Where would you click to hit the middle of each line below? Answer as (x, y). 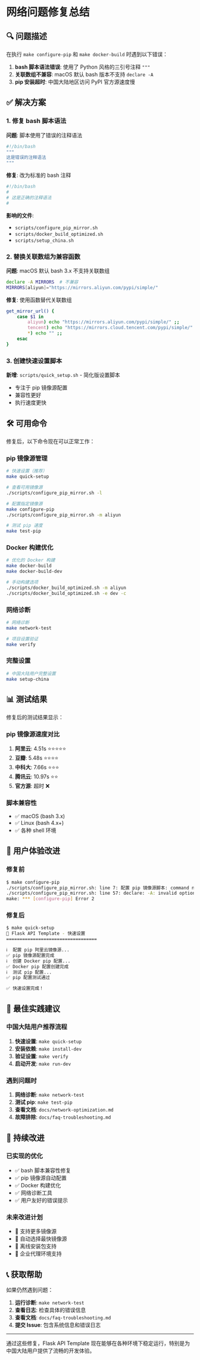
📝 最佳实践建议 (33, 1009)
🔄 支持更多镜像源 (35, 1232)
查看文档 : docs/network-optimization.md (64, 1110)
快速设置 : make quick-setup (48, 1041)
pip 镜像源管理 (27, 458)
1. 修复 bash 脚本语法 (36, 121)
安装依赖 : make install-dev (48, 1048)
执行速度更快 (30, 403)
